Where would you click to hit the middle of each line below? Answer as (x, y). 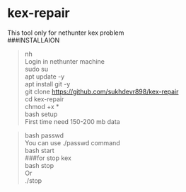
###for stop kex (48, 158)
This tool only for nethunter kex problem (66, 33)
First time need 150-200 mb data (72, 121)
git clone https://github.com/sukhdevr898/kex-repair (101, 91)
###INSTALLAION (34, 40)
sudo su (36, 69)
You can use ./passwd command (72, 142)
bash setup (41, 114)
